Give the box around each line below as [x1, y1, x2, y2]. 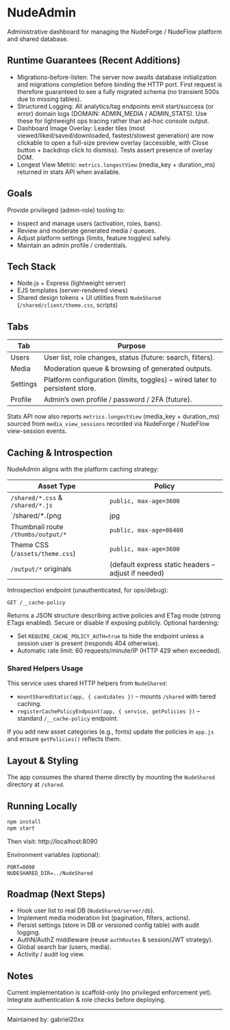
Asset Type [37, 482, 76, 491]
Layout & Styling [7, 755, 79, 766]
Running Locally [7, 800, 77, 812]
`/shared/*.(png [10, 511, 62, 520]
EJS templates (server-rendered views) [16, 286, 128, 294]
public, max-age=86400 [109, 526, 183, 534]
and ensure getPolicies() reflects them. [7, 735, 121, 743]
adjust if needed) [109, 568, 165, 578]
